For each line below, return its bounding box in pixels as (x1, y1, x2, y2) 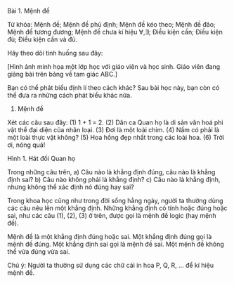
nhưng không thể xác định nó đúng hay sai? (7, 183, 135, 191)
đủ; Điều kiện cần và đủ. (7, 35, 78, 44)
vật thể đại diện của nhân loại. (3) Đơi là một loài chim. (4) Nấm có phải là (7, 126, 220, 134)
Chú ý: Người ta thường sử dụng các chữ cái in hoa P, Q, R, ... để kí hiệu (7, 261, 214, 269)
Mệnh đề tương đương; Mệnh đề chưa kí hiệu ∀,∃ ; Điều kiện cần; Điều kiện (7, 28, 223, 36)
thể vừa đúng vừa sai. (7, 247, 70, 256)
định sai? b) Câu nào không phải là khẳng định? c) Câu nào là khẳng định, (7, 176, 221, 183)
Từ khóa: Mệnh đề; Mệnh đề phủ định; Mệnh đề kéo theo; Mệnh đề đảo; (7, 20, 216, 28)
